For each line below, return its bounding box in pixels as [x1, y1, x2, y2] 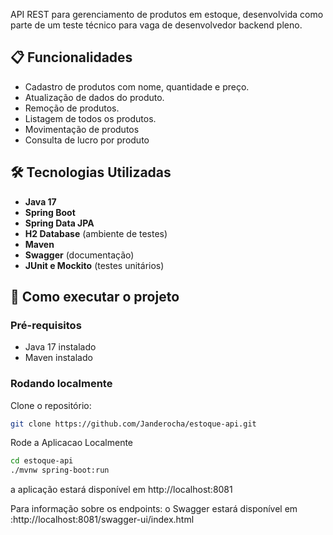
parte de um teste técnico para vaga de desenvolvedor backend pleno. [10, 19, 303, 31]
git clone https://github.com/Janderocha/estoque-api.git [10, 419, 257, 429]
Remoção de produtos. [24, 102, 120, 114]
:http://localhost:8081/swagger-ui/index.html [10, 514, 195, 526]
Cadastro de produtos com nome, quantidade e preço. [24, 80, 250, 93]
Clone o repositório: [10, 399, 92, 411]
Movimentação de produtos [24, 123, 140, 135]
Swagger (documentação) [24, 249, 135, 261]
